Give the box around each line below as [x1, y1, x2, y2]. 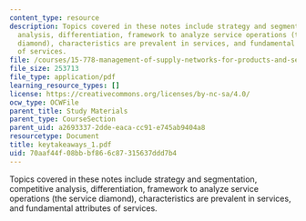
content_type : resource [9, 13, 100, 23]
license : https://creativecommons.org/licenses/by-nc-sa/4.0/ [9, 89, 250, 98]
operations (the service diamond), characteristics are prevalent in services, [9, 193, 291, 204]
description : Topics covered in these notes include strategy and [9, 22, 267, 31]
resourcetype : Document [9, 132, 100, 141]
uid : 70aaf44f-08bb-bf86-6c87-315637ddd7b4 [9, 148, 178, 157]
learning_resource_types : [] [9, 81, 120, 90]
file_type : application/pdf [9, 73, 117, 82]
